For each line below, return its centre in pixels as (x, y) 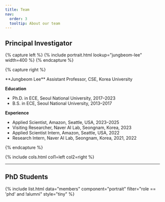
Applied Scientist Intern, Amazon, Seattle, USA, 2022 (66, 133)
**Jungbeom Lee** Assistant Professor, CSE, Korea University (69, 79)
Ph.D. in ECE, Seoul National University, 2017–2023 (64, 98)
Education (16, 89)
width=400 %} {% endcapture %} (39, 60)
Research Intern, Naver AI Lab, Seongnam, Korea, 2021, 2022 (74, 138)
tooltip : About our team (35, 23)
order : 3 (18, 19)
